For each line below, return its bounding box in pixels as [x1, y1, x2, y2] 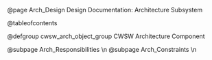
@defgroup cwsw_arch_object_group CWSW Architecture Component [7, 32, 205, 40]
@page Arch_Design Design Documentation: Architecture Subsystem [7, 6, 203, 14]
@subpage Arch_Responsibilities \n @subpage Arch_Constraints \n [7, 46, 197, 53]
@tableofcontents [7, 19, 58, 27]
